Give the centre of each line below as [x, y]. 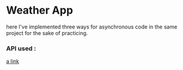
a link [13, 61]
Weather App [40, 10]
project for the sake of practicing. [47, 33]
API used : [21, 48]
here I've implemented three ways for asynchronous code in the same [92, 27]
